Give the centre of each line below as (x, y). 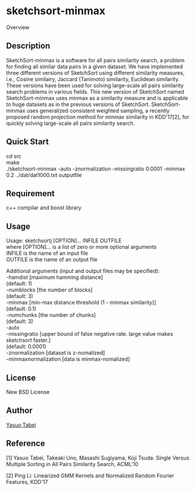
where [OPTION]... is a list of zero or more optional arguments (82, 247)
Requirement (30, 193)
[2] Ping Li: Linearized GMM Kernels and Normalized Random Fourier (90, 476)
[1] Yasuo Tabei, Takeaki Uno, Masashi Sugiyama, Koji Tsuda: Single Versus (98, 458)
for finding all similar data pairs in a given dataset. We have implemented (95, 66)
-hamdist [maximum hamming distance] (55, 277)
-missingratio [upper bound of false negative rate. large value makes (90, 334)
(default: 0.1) (21, 309)
